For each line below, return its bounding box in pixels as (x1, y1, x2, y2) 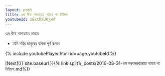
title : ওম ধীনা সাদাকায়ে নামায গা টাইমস (5, 12, 68, 17)
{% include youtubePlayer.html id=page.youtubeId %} (5, 51, 117, 57)
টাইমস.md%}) (5, 66, 30, 72)
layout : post (5, 7, 33, 13)
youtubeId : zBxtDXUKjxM (5, 17, 55, 22)
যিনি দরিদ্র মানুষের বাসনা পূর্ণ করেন (12, 41, 60, 47)
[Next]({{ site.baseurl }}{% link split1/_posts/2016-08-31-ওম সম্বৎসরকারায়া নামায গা (5, 60, 160, 66)
